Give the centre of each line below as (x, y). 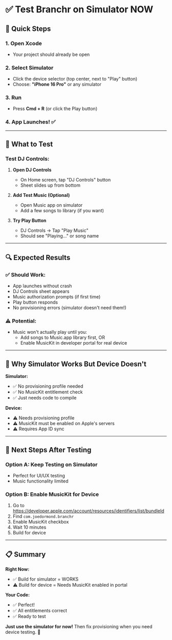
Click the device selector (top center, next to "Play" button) (75, 79)
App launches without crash (42, 286)
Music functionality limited (40, 481)
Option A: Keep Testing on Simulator (51, 464)
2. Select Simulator (29, 68)
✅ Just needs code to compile (45, 398)
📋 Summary (26, 554)
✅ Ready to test (29, 616)
